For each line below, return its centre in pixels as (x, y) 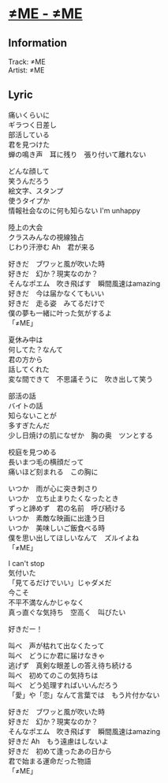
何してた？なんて (35, 349)
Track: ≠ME (27, 62)
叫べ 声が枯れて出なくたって (56, 645)
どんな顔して (29, 171)
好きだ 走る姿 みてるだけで (56, 303)
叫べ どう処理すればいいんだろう (63, 685)
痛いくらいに (29, 114)
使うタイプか (29, 200)
